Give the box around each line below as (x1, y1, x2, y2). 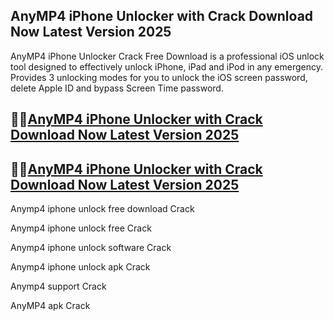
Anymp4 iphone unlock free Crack (10, 222, 152, 234)
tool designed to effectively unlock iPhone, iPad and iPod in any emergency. (10, 60, 323, 73)
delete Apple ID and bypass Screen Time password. (10, 82, 224, 94)
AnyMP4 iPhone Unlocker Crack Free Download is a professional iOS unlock (10, 50, 325, 62)
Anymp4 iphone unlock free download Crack (10, 203, 195, 215)
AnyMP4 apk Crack (10, 300, 91, 312)
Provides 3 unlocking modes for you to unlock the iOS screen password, (10, 71, 308, 83)
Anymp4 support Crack (10, 280, 107, 293)
